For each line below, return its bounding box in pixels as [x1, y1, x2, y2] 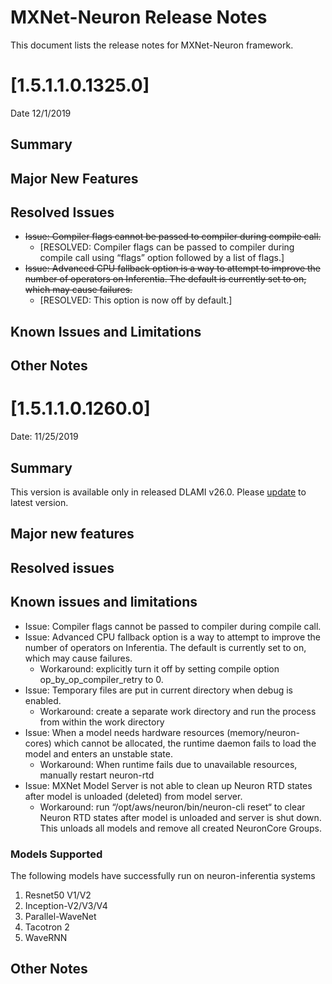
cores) [24, 737, 52, 749]
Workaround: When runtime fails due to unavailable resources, [39, 758, 298, 770]
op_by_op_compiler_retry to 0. [39, 673, 164, 685]
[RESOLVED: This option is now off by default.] [39, 294, 233, 306]
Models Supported [10, 847, 103, 861]
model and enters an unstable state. [24, 747, 173, 760]
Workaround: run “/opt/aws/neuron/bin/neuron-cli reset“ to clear [39, 801, 306, 813]
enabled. [24, 694, 62, 706]
